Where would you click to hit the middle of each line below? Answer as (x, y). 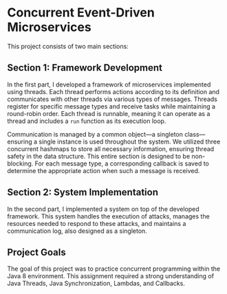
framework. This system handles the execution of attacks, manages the (108, 216)
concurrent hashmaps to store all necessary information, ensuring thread (111, 148)
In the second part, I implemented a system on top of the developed (103, 209)
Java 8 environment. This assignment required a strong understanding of (111, 276)
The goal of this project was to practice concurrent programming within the (114, 269)
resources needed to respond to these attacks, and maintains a (97, 223)
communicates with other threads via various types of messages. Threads (112, 99)
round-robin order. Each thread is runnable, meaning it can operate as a (109, 113)
